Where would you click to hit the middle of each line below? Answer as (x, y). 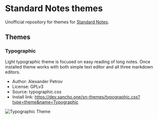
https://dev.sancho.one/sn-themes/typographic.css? (88, 97)
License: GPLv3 (28, 86)
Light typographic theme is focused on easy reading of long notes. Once (78, 62)
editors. (13, 72)
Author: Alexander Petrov (37, 81)
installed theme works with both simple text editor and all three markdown (79, 67)
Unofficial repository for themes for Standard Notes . (57, 22)
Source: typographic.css (37, 92)
